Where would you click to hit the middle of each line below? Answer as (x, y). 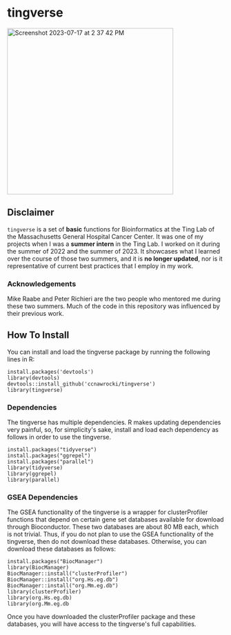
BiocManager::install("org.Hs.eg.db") (63, 580)
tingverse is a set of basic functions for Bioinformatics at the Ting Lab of (111, 229)
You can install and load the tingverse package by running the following (109, 352)
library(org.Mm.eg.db (38, 604)
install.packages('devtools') (51, 372)
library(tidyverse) (35, 468)
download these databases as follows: (61, 549)
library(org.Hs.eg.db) (40, 598)
